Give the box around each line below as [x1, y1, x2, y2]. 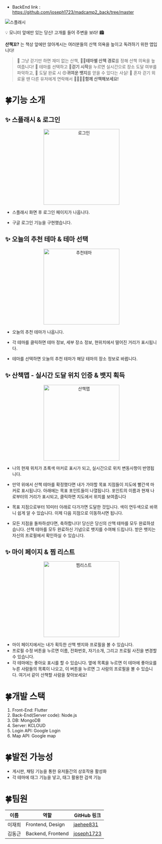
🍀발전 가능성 [5, 751, 53, 763]
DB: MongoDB [12, 717, 41, 723]
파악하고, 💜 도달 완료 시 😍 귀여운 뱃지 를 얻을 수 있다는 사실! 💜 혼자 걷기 [16, 70, 151, 76]
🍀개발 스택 [5, 691, 46, 702]
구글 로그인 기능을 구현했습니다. [12, 220, 72, 225]
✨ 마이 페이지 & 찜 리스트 [5, 548, 75, 556]
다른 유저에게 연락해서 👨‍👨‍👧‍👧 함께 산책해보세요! [31, 76, 119, 81]
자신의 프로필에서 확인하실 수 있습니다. [12, 532, 85, 538]
